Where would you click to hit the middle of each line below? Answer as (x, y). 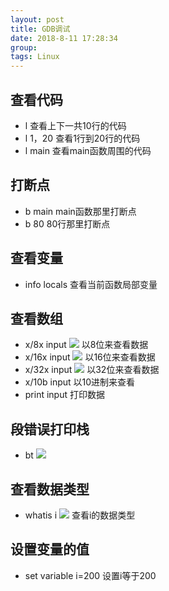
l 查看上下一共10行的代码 (75, 125)
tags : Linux (35, 57)
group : (24, 47)
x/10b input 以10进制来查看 (80, 382)
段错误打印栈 (50, 429)
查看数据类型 (50, 489)
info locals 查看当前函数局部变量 (91, 284)
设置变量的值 (50, 549)
